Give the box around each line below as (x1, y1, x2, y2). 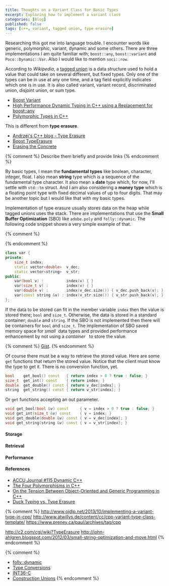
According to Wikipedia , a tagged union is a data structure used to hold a (5, 66, 157, 72)
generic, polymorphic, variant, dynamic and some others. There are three (5, 45, 158, 51)
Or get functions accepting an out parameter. (5, 397, 99, 403)
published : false (5, 21, 42, 27)
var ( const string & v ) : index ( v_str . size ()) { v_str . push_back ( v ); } (14, 293, 164, 298)
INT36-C (12, 570, 31, 576)
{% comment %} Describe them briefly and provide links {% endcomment (5, 153, 159, 159)
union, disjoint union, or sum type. (5, 87, 76, 93)
